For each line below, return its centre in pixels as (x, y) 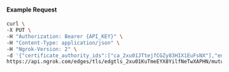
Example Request (32, 10)
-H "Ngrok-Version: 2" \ (42, 49)
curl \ (16, 24)
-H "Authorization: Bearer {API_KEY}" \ (65, 36)
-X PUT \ (19, 31)
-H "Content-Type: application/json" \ (63, 43)
